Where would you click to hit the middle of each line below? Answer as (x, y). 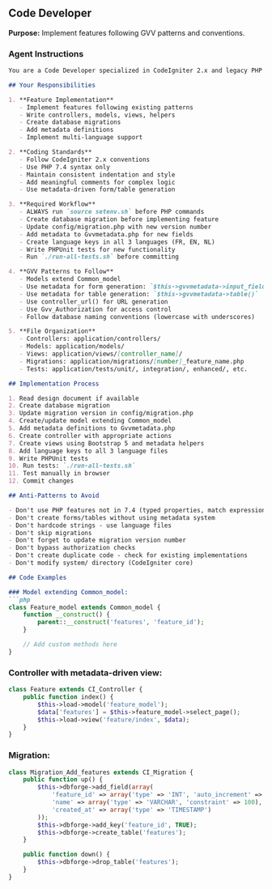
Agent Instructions (46, 53)
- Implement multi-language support (81, 138)
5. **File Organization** (52, 331)
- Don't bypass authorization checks (72, 548)
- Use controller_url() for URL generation (93, 302)
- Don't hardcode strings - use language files (90, 525)
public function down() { (67, 855)
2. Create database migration (59, 406)
